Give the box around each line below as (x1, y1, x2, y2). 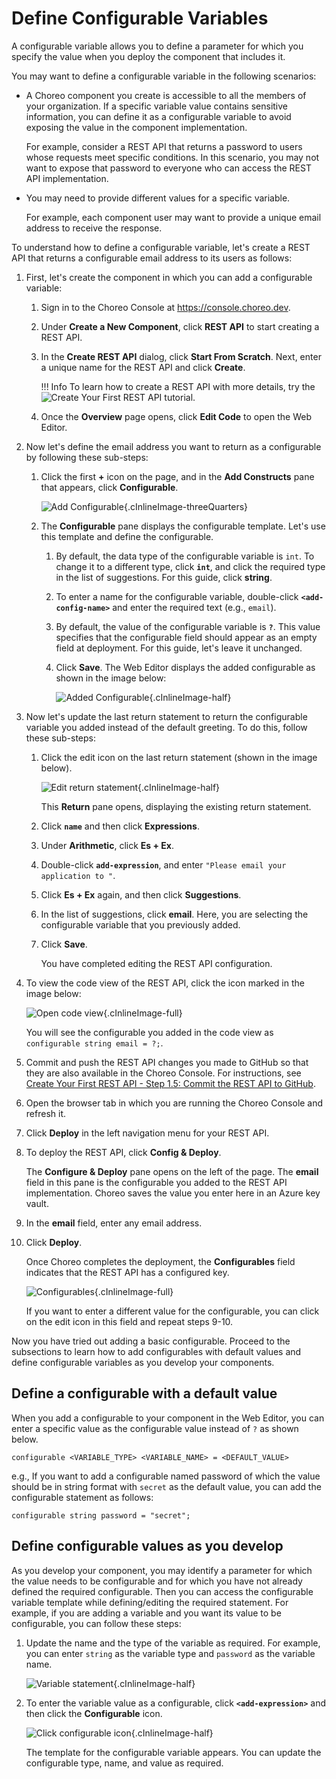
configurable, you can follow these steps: (11, 1617, 182, 1629)
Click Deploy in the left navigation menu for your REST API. (25, 1127, 270, 1139)
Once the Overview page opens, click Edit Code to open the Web (40, 410, 312, 422)
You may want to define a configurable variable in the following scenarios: (11, 70, 317, 82)
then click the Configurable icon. (25, 1707, 163, 1719)
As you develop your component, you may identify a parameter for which (11, 1564, 313, 1576)
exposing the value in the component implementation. (25, 121, 248, 133)
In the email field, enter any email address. (25, 1217, 203, 1229)
